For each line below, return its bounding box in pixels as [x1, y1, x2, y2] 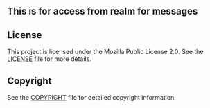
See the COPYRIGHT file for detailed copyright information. [7, 93, 177, 102]
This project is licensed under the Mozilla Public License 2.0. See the [7, 48, 204, 56]
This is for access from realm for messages [7, 6, 198, 17]
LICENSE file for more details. [7, 55, 91, 63]
